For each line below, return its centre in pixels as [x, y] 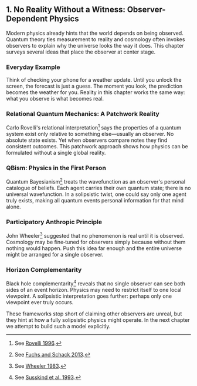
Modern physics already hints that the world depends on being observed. [95, 33]
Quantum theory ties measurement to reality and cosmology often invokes [96, 39]
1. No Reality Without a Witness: [66, 10]
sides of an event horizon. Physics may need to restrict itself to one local [94, 289]
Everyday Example [33, 67]
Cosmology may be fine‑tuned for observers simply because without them [96, 242]
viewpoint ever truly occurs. [40, 302]
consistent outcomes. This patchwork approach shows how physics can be [97, 147]
